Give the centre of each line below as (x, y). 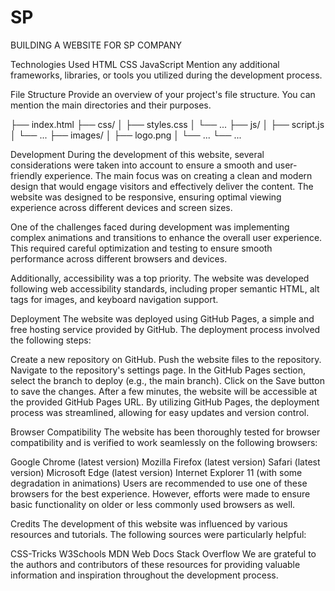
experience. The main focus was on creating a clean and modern (178, 175)
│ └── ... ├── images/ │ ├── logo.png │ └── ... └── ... (126, 135)
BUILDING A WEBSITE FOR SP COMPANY (96, 45)
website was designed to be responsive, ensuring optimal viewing (146, 197)
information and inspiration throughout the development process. (144, 575)
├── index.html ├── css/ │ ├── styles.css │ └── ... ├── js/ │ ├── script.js (167, 124)
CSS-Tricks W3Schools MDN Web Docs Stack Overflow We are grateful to (163, 553)
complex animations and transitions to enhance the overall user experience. (166, 237)
